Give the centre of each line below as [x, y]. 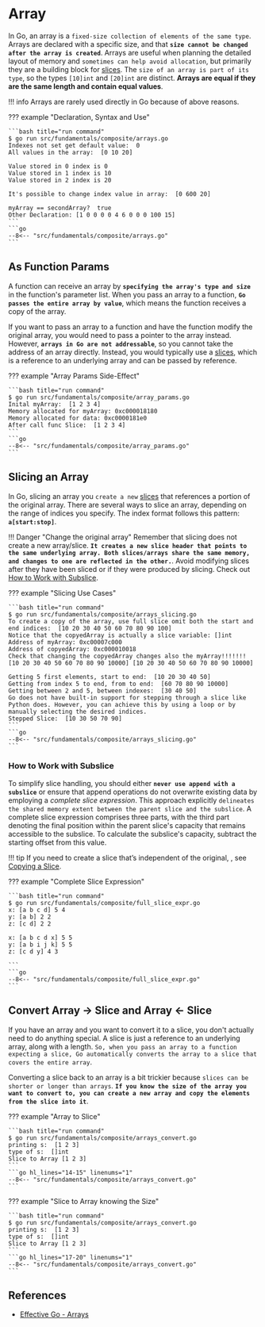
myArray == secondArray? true [60, 208]
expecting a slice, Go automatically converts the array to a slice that [133, 1054]
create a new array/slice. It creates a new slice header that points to [128, 545]
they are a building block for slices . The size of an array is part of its [129, 69]
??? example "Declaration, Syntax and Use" [79, 117]
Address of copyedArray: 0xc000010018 [72, 649]
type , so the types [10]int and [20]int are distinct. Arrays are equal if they [132, 78]
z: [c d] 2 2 [30, 924]
